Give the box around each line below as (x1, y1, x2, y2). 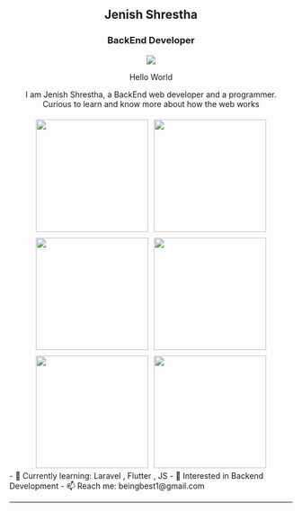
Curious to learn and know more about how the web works (42, 98, 260, 109)
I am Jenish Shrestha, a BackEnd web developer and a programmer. (25, 89, 277, 100)
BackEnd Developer (107, 34, 195, 47)
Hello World (129, 71, 173, 82)
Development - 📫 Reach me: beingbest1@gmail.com (9, 481, 205, 491)
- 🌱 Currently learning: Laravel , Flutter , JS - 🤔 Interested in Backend (9, 470, 264, 481)
